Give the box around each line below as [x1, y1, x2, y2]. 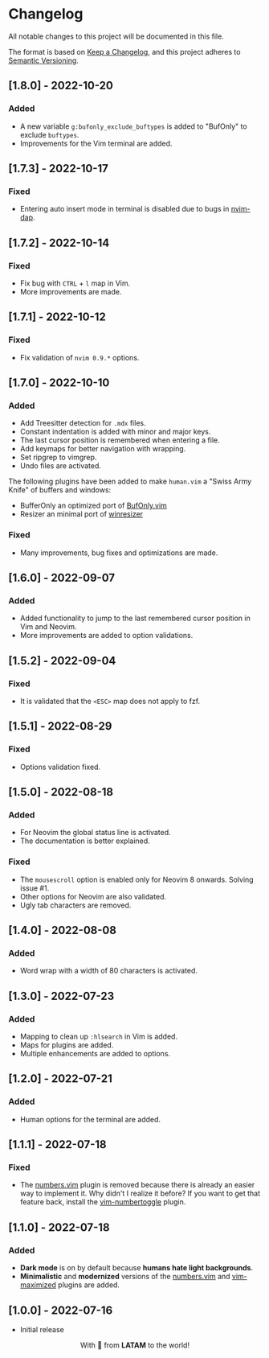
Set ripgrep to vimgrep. [19, 452, 97, 463]
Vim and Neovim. [19, 622, 78, 632]
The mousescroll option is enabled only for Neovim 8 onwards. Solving [19, 874, 255, 884]
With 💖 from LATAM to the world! [79, 1340, 190, 1350]
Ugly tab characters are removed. [19, 900, 132, 910]
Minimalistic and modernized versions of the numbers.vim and [19, 1272, 230, 1282]
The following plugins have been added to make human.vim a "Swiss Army [8, 476, 252, 487]
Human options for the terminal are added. [19, 1114, 161, 1124]
